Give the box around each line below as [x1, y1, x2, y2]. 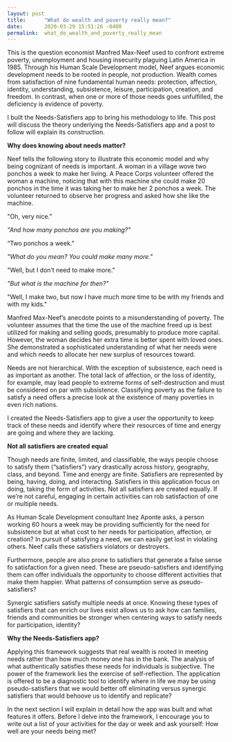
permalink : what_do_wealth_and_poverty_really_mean [7, 29, 162, 37]
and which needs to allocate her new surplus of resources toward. [7, 350, 195, 359]
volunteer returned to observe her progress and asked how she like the [7, 192, 209, 200]
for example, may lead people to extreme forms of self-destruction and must [7, 379, 225, 387]
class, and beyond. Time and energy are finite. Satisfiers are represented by [7, 470, 223, 478]
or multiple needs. [7, 500, 59, 508]
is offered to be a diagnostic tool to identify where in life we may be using [7, 677, 216, 685]
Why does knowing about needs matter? [7, 141, 126, 150]
